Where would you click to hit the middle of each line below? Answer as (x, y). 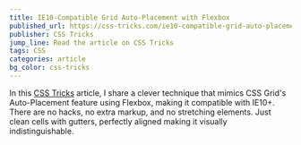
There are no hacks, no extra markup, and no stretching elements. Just (140, 112)
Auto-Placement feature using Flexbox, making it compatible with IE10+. (142, 102)
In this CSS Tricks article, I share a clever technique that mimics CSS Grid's (148, 93)
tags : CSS (28, 51)
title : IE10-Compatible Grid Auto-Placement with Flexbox (120, 17)
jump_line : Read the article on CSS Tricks (92, 43)
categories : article (48, 59)
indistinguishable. (42, 131)
